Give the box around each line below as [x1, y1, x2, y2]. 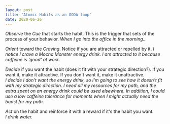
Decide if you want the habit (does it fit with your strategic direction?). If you [5, 66, 164, 72]
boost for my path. [5, 99, 44, 105]
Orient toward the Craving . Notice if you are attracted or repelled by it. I [5, 46, 155, 52]
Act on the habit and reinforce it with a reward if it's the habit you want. [5, 108, 154, 114]
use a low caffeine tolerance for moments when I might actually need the [5, 93, 158, 99]
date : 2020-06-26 [5, 17, 42, 22]
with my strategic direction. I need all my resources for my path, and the [5, 82, 156, 89]
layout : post [5, 7, 33, 13]
